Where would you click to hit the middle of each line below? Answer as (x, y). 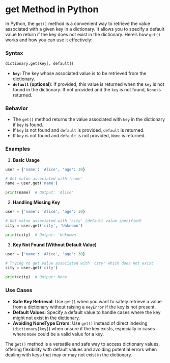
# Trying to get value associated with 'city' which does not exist (79, 263)
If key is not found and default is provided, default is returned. (79, 130)
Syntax (14, 53)
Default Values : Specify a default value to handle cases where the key (87, 312)
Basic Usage (26, 160)
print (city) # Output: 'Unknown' (42, 235)
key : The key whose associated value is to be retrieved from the (79, 74)
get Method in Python (52, 9)
